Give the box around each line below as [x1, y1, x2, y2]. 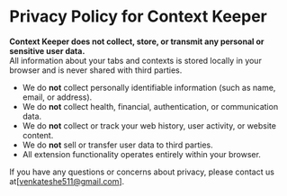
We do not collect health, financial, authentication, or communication [22, 101, 279, 111]
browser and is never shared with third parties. [9, 65, 183, 76]
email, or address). [22, 92, 93, 102]
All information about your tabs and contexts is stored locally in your [9, 55, 263, 66]
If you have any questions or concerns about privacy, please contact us [9, 166, 274, 177]
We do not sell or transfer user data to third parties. [22, 139, 213, 150]
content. [22, 129, 54, 140]
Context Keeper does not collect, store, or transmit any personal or [9, 36, 265, 47]
